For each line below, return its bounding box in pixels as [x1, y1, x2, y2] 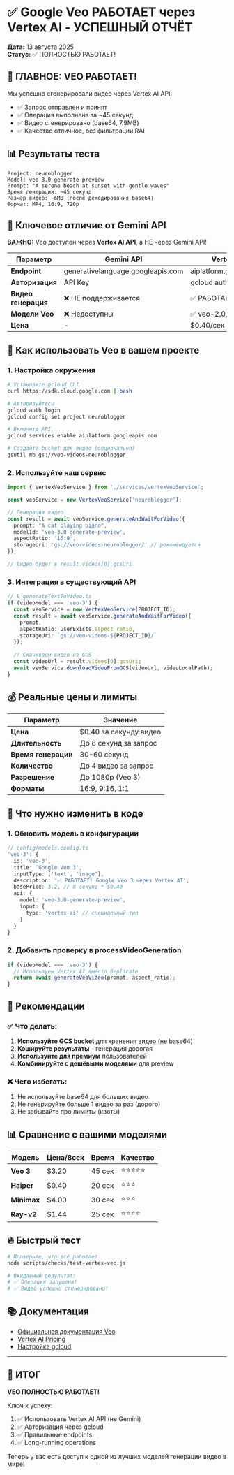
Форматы [10, 784, 45, 794]
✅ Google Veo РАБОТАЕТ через [7, 4, 196, 20]
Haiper [10, 1180, 33, 1190]
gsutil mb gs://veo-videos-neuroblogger [7, 451, 127, 458]
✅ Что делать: [7, 1021, 58, 1031]
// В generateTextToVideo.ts [7, 593, 92, 600]
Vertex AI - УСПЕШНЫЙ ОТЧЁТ [7, 20, 193, 36]
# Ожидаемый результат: [7, 1272, 77, 1279]
